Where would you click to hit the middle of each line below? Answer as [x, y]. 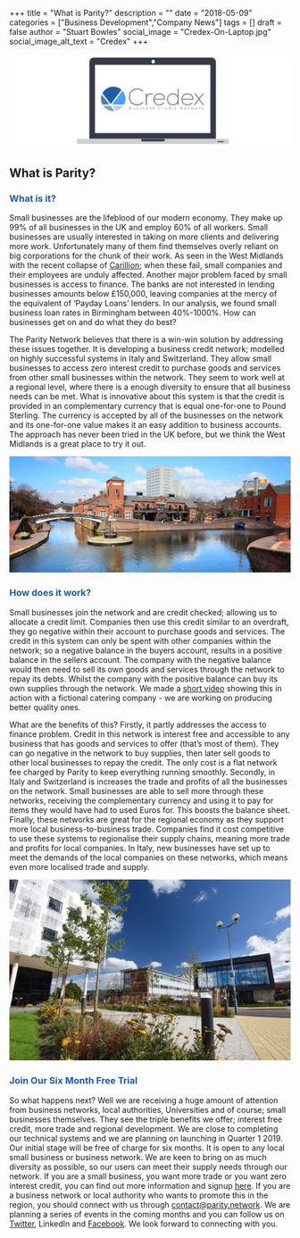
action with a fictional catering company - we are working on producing [141, 698]
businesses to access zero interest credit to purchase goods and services [145, 368]
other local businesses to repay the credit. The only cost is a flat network [143, 762]
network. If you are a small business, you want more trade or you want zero [148, 1176]
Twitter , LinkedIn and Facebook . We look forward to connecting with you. [144, 1224]
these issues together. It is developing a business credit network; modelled [147, 349]
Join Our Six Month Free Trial [74, 1081]
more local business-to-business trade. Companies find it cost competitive [146, 829]
